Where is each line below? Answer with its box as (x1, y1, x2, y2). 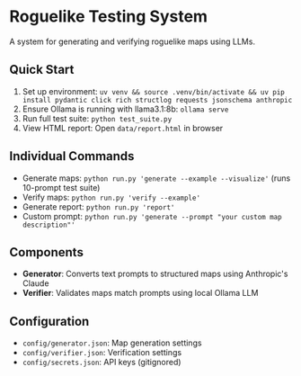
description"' (22, 220, 75, 229)
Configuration (9, 313, 90, 329)
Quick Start (9, 62, 75, 77)
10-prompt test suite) (22, 182, 101, 192)
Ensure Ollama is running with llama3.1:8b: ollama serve (22, 103, 229, 114)
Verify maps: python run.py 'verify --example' (22, 192, 200, 202)
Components (9, 245, 84, 260)
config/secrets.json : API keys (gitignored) (22, 357, 181, 368)
